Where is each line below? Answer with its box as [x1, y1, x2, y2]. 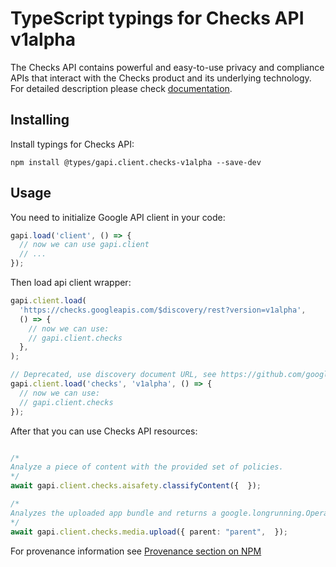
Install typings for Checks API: [10, 138, 135, 150]
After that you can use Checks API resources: [10, 425, 198, 437]
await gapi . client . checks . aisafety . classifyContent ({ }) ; [10, 481, 262, 491]
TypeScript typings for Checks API [10, 7, 305, 30]
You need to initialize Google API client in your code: [10, 211, 226, 223]
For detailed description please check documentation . [10, 82, 233, 94]
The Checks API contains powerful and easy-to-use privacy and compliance [10, 61, 325, 73]
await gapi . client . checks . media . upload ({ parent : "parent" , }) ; [10, 527, 288, 537]
